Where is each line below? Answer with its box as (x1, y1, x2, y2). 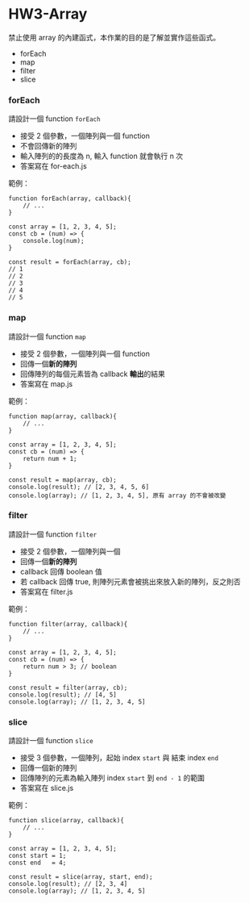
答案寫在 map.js (19, 378, 73, 388)
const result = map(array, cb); (8, 475, 117, 484)
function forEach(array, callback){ (8, 194, 131, 203)
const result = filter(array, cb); (8, 684, 128, 692)
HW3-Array (8, 5, 88, 23)
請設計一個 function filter (8, 529, 98, 539)
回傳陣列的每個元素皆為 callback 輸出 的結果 (19, 369, 165, 378)
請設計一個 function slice (8, 736, 94, 746)
